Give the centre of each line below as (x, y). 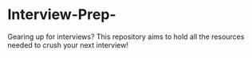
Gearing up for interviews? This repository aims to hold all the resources (126, 37)
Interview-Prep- (62, 15)
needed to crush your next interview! (68, 44)
